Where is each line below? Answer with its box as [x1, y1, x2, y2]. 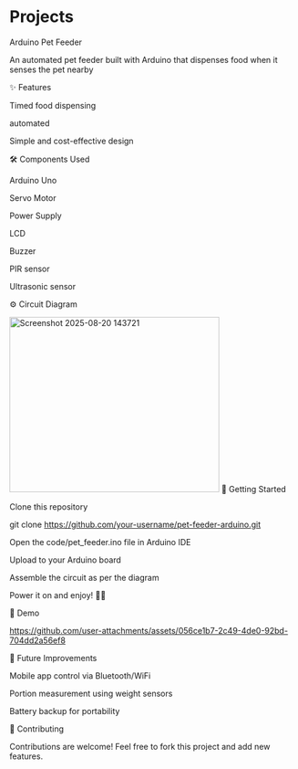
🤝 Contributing [9, 723, 65, 734]
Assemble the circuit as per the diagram [9, 572, 159, 583]
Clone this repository [9, 500, 88, 512]
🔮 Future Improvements [9, 652, 98, 663]
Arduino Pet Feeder [9, 37, 83, 47]
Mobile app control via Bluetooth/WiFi [9, 669, 151, 681]
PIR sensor [9, 263, 50, 274]
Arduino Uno [9, 174, 57, 185]
